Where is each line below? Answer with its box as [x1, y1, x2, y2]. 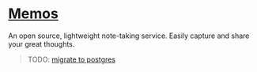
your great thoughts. [8, 39, 75, 48]
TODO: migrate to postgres [27, 55, 116, 64]
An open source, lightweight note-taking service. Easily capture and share [8, 31, 250, 40]
